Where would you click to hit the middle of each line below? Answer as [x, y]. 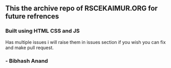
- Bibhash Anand [27, 61]
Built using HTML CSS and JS [43, 31]
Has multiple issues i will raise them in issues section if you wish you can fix [85, 42]
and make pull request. [30, 48]
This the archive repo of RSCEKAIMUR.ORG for [82, 8]
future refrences [32, 17]
